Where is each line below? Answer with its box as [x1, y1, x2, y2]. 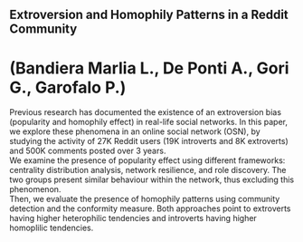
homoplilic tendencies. [9, 222, 94, 234]
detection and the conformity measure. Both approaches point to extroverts [9, 203, 291, 214]
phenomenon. [9, 184, 62, 195]
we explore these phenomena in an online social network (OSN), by [9, 126, 260, 137]
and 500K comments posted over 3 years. [9, 145, 166, 157]
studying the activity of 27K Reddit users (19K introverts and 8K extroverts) [9, 136, 289, 147]
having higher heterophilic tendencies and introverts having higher [9, 213, 258, 224]
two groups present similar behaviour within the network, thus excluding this [9, 174, 295, 185]
